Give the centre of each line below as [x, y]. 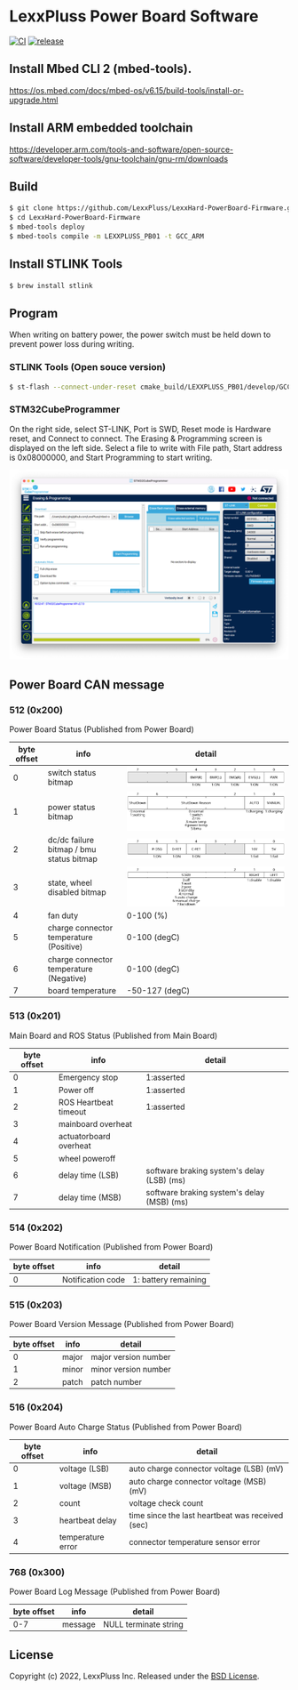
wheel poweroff [87, 1158]
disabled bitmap [77, 892]
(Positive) [65, 947]
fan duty [63, 916]
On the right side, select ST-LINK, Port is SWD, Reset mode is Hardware [140, 429]
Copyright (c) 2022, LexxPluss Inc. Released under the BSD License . [134, 1676]
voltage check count [166, 1503]
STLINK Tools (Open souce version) [88, 367]
